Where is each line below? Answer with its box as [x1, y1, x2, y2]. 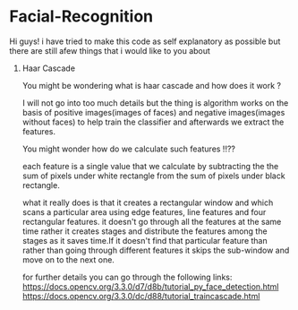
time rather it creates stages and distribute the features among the [21, 226, 268, 237]
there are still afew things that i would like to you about [9, 45, 210, 56]
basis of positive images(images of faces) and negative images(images [21, 107, 285, 117]
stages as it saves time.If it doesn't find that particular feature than [21, 235, 268, 245]
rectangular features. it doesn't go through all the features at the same [21, 216, 282, 227]
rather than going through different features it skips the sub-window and [21, 245, 290, 255]
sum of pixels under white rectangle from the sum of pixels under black [21, 170, 285, 181]
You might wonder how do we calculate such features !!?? [21, 143, 235, 154]
